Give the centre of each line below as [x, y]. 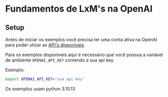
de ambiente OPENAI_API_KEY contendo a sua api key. [60, 60]
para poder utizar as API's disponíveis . [45, 45]
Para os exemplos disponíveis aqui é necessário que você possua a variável [84, 55]
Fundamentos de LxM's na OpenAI [79, 9]
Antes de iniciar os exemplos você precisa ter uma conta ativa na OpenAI [81, 39]
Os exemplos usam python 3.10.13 [40, 88]
